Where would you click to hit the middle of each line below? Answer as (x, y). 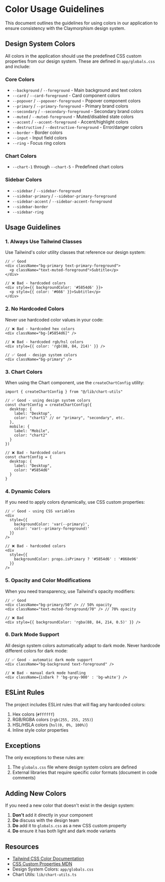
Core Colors (20, 79)
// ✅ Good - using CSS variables (40, 511)
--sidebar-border (30, 207)
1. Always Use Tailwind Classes (44, 241)
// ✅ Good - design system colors (41, 355)
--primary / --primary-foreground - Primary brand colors (70, 106)
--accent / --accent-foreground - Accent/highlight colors (70, 122)
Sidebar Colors (24, 180)
